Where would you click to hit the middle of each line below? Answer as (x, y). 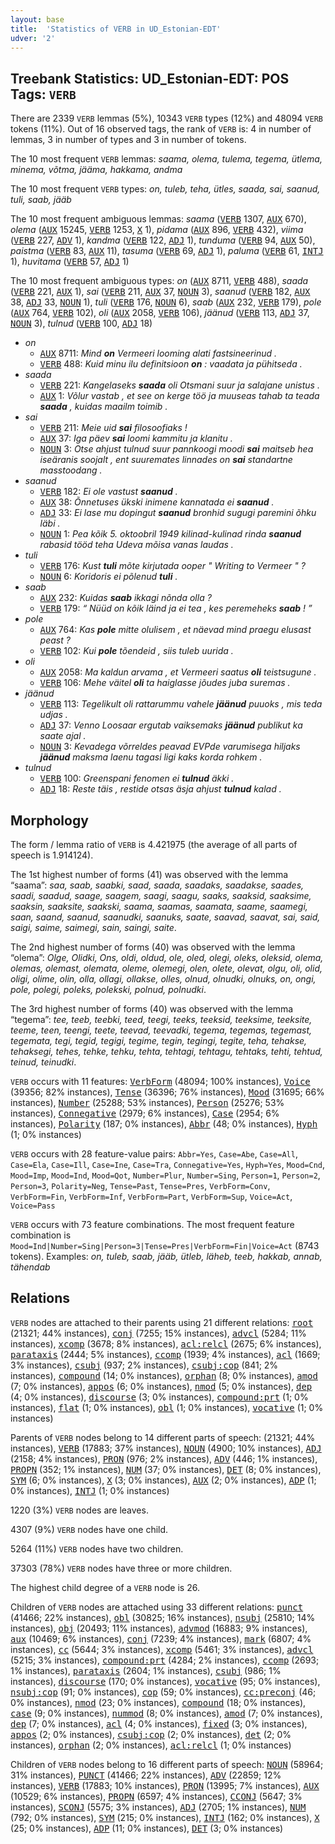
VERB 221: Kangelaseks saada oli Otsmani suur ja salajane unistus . (179, 385)
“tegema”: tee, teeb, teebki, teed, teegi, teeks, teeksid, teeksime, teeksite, (161, 1019)
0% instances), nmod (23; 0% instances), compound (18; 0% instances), (158, 1702)
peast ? (55, 640)
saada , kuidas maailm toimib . (103, 407)
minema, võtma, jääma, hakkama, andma (96, 170)
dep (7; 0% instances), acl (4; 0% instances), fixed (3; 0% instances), (159, 1723)
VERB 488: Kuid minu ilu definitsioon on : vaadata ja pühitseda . (171, 364)
